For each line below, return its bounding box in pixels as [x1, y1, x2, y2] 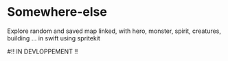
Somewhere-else [7, 4, 108, 20]
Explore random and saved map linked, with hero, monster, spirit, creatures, [7, 27, 221, 35]
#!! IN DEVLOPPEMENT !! [7, 47, 78, 56]
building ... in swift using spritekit [7, 34, 101, 42]
